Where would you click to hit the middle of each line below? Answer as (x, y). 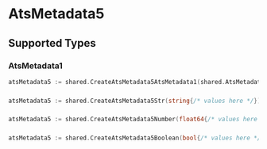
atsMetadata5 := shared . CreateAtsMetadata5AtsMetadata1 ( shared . (117, 82)
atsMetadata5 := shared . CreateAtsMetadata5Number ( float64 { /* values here (133, 120)
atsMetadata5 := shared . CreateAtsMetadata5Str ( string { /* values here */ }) (135, 101)
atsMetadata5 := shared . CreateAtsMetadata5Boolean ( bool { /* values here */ (135, 138)
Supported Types (52, 43)
